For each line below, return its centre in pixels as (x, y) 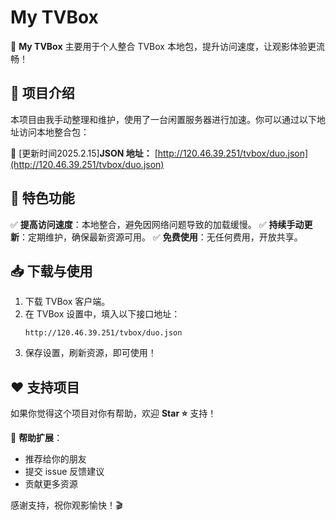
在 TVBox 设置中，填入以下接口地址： (102, 314)
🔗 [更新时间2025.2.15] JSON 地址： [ (84, 153)
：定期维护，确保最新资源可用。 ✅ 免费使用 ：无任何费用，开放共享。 (161, 237)
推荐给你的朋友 (55, 459)
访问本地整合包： (54, 132)
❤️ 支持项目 (45, 387)
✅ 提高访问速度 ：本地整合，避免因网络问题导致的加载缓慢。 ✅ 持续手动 (157, 224)
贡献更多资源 (51, 484)
